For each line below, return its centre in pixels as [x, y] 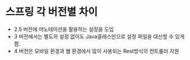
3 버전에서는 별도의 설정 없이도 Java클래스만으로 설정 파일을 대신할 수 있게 [99, 36]
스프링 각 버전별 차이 [51, 12]
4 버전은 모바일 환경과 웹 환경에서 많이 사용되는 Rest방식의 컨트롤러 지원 [96, 51]
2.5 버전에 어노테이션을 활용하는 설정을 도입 [64, 29]
